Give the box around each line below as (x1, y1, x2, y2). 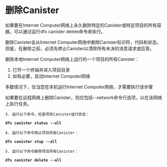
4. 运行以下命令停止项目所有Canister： (5, 130, 79, 135)
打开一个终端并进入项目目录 (12, 66, 70, 73)
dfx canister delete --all (5, 157, 62, 162)
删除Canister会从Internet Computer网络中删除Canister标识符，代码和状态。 (5, 39, 161, 45)
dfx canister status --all (5, 120, 62, 126)
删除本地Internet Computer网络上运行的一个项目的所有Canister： (5, 56, 139, 62)
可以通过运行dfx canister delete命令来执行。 (14, 28, 106, 34)
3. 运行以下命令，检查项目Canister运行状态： (5, 112, 90, 117)
